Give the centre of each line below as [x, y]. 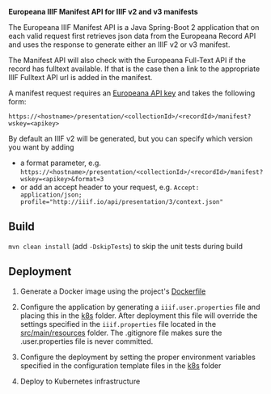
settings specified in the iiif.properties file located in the [118, 324]
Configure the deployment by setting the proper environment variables [138, 357]
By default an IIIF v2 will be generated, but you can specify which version [131, 138]
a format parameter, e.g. [60, 163]
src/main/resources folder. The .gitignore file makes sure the [121, 333]
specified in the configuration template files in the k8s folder [121, 365]
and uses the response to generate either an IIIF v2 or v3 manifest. [119, 44]
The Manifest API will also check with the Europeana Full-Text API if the [127, 60]
